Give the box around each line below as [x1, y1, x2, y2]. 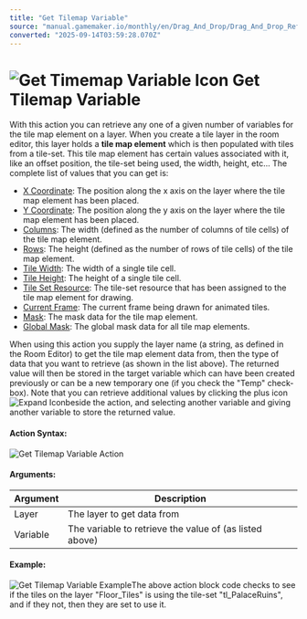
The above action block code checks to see [131, 579, 296, 590]
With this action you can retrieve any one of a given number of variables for [9, 120, 294, 131]
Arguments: [9, 469, 57, 480]
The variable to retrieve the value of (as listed [68, 522, 262, 535]
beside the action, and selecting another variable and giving [65, 397, 291, 408]
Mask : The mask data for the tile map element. [22, 311, 198, 322]
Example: [9, 559, 47, 571]
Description [153, 492, 207, 505]
